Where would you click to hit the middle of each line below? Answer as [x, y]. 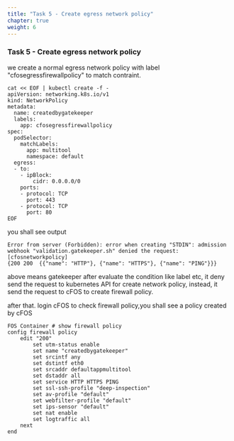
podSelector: [33, 138]
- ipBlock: [36, 175]
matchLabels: [39, 144]
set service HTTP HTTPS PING [76, 382]
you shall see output [37, 232]
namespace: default [55, 156]
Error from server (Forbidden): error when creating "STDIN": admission [117, 245]
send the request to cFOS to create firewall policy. [80, 291]
